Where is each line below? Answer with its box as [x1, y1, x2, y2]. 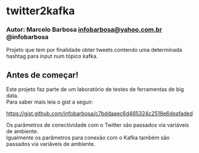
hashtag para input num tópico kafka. [6, 52, 98, 60]
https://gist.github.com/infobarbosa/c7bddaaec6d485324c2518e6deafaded [6, 110, 193, 117]
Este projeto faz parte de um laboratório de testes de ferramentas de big [6, 86, 184, 93]
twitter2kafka [6, 4, 75, 18]
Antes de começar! [6, 70, 79, 80]
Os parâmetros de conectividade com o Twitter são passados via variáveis [6, 121, 189, 129]
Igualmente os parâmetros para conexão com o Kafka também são [6, 134, 170, 141]
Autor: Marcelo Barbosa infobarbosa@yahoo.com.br [6, 26, 163, 34]
